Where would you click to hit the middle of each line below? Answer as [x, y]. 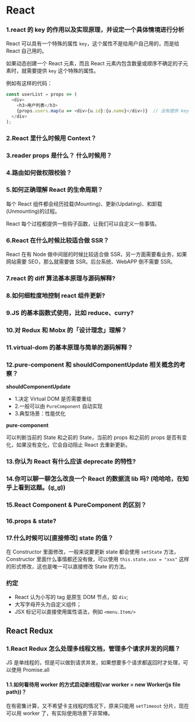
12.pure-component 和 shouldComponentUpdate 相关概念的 [93, 364]
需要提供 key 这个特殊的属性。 [63, 71]
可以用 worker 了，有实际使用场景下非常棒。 [59, 713]
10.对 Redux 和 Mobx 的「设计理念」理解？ [66, 330]
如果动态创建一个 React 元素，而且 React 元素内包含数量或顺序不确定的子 [95, 64]
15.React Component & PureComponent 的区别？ [76, 505]
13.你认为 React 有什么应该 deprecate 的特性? [71, 461]
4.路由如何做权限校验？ [39, 172]
